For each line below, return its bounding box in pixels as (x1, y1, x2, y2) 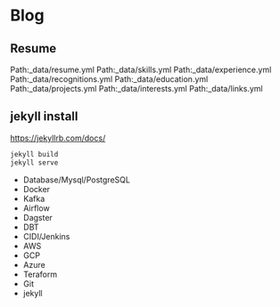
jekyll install (10, 109, 78, 125)
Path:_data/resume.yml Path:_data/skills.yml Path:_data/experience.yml (10, 64, 272, 75)
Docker (22, 183, 51, 194)
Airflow (22, 202, 50, 214)
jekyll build (10, 149, 59, 158)
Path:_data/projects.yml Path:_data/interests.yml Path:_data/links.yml (10, 84, 263, 93)
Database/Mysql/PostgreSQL (22, 174, 130, 185)
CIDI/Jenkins (22, 230, 70, 241)
